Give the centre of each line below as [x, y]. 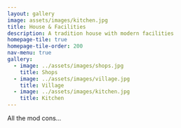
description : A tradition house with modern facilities [90, 33]
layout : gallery [31, 14]
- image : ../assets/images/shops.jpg [69, 66]
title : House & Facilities [47, 27]
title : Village [42, 85]
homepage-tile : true [38, 40]
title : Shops [39, 72]
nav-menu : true [29, 53]
